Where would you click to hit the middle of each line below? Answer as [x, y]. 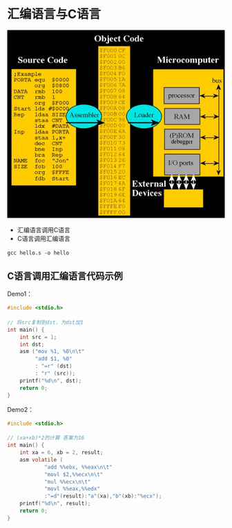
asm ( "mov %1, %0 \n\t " [52, 352]
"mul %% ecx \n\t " [67, 482]
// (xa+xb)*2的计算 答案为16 [46, 438]
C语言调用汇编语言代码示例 [65, 276]
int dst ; [32, 344]
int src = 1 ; [38, 337]
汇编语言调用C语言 [44, 230]
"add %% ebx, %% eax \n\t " [78, 467]
